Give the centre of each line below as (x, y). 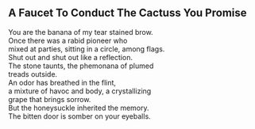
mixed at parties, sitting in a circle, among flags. (87, 49)
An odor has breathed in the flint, (62, 82)
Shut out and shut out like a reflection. (71, 57)
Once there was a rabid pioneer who (68, 40)
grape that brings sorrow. (50, 99)
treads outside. (33, 74)
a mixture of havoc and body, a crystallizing (80, 91)
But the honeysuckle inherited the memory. (79, 108)
